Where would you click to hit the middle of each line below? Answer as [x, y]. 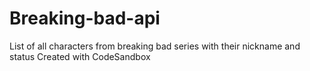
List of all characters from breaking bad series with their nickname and [155, 46]
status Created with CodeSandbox [80, 56]
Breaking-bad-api [85, 18]
